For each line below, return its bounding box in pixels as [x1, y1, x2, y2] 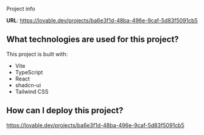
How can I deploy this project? [6, 105, 124, 116]
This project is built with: [6, 50, 68, 58]
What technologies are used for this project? [6, 35, 179, 45]
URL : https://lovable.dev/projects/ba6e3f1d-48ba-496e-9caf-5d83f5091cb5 [6, 17, 198, 24]
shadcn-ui [15, 81, 41, 88]
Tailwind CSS [15, 88, 49, 95]
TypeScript [15, 68, 43, 76]
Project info [6, 5, 35, 12]
